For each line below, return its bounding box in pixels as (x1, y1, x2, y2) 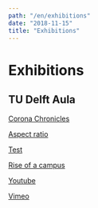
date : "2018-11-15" (8, 19, 73, 27)
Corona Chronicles (8, 114, 70, 124)
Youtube (8, 176, 36, 186)
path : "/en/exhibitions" (8, 11, 91, 20)
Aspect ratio (8, 130, 49, 139)
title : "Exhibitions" (8, 26, 80, 34)
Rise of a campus (8, 161, 65, 170)
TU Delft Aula (8, 93, 76, 106)
